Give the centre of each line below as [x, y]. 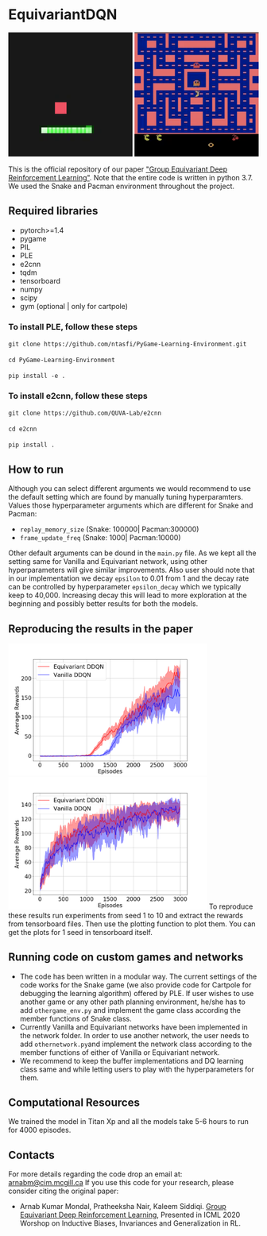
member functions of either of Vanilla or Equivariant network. [120, 1052]
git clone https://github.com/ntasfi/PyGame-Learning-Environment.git [128, 344]
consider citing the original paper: [64, 1191]
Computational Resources [74, 1102]
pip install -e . [37, 376]
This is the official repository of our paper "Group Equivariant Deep [118, 169]
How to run [36, 469]
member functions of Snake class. [76, 1018]
